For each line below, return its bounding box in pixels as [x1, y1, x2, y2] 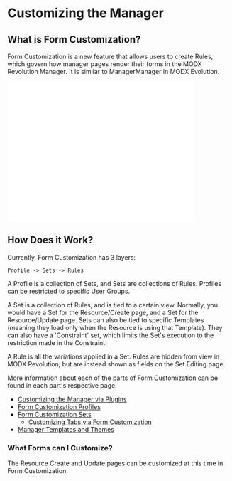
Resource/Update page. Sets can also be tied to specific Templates [7, 315, 204, 324]
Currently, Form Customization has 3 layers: [7, 253, 136, 261]
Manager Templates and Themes [17, 425, 115, 433]
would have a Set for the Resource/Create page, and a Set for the [7, 308, 199, 317]
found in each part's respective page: [7, 381, 117, 389]
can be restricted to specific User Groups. [7, 287, 131, 295]
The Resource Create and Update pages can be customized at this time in [7, 459, 223, 467]
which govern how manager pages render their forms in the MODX [7, 60, 202, 68]
